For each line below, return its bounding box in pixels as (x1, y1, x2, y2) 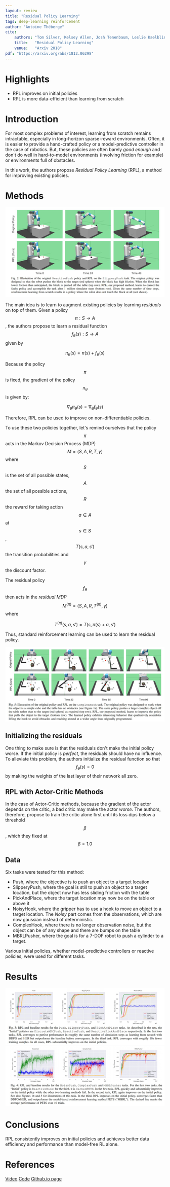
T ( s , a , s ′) (75, 543, 95, 550)
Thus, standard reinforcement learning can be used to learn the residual (5, 631, 155, 637)
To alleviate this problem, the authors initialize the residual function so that (5, 756, 160, 762)
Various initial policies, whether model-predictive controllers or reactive (5, 948, 154, 954)
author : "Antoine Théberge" (5, 24, 65, 29)
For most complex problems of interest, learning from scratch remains (5, 130, 151, 136)
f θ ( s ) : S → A (71, 331, 99, 338)
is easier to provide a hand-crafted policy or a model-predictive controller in (5, 141, 163, 147)
